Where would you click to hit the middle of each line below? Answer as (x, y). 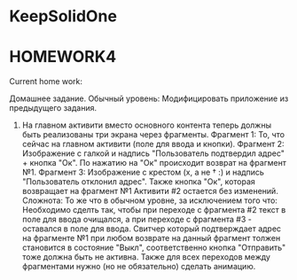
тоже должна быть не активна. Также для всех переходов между (146, 257)
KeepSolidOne (63, 16)
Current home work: (46, 82)
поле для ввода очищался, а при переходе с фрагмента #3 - (137, 220)
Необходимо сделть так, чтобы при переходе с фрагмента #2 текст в (154, 210)
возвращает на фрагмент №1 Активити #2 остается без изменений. (150, 191)
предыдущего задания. (53, 108)
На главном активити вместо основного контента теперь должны (147, 125)
